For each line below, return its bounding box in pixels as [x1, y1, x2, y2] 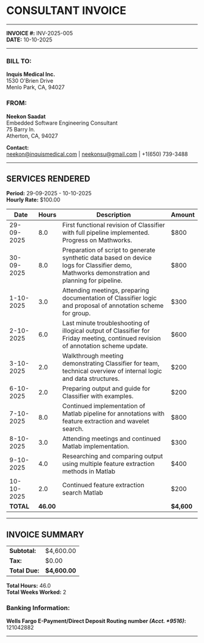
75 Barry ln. [6, 125, 35, 133]
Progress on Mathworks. [62, 236, 132, 245]
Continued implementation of [62, 402, 146, 411]
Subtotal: [9, 547, 36, 555]
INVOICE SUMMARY [6, 529, 84, 540]
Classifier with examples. [62, 392, 134, 400]
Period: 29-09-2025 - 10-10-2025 [6, 190, 92, 197]
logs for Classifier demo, [62, 261, 132, 269]
